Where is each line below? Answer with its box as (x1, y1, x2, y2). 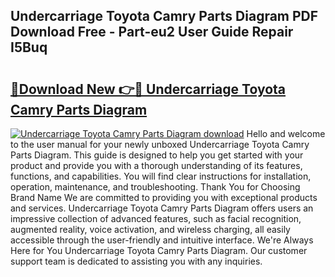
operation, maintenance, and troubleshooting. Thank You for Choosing (10, 181, 301, 193)
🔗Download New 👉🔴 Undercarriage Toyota (10, 80, 287, 98)
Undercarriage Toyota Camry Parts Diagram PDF (10, 8, 319, 25)
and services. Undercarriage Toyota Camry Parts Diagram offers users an (10, 202, 314, 214)
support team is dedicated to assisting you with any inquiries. (10, 255, 263, 267)
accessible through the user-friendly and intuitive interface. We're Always (10, 234, 314, 246)
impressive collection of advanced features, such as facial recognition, (10, 213, 302, 224)
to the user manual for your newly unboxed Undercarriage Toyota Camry (10, 139, 310, 150)
